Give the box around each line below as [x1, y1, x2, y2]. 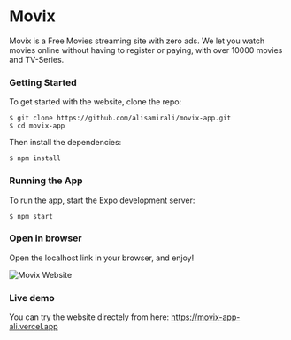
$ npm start [9, 212, 53, 220]
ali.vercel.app [9, 321, 59, 332]
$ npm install [9, 154, 62, 163]
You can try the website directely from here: [9, 312, 170, 322]
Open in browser [9, 232, 82, 244]
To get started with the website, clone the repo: [9, 97, 182, 107]
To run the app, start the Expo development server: [9, 195, 195, 205]
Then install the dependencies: [9, 137, 122, 148]
